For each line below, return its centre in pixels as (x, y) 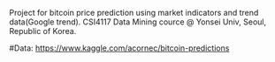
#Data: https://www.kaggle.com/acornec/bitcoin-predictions (119, 48)
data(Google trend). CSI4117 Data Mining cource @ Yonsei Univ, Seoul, (138, 22)
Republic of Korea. (43, 31)
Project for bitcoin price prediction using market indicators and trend (134, 13)
